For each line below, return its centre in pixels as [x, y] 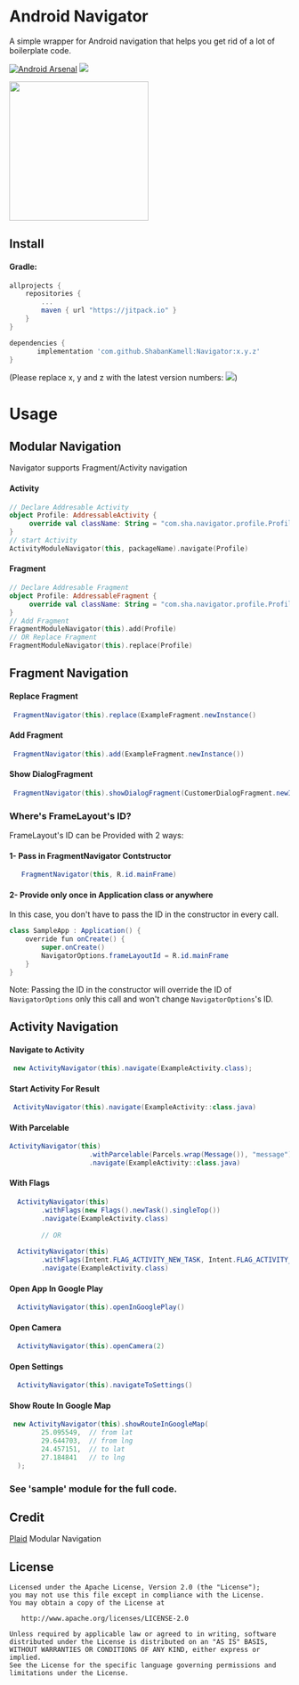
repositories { [53, 294]
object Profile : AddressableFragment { [83, 596]
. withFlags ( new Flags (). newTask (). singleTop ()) [131, 1210]
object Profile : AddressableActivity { [83, 515]
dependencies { [37, 343]
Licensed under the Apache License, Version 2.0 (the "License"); [135, 1588]
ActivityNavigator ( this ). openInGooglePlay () [101, 1307]
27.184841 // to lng [83, 1457]
